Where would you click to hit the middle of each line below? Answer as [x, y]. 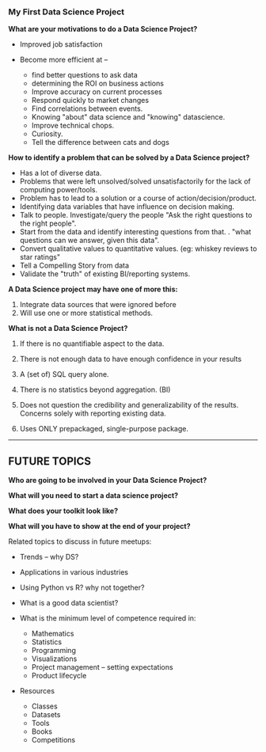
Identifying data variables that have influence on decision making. [127, 207]
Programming [54, 651]
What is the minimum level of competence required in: [108, 618]
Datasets [46, 715]
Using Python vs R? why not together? [82, 587]
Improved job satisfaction [61, 44]
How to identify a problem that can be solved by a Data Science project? [129, 158]
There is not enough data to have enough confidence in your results [131, 359]
